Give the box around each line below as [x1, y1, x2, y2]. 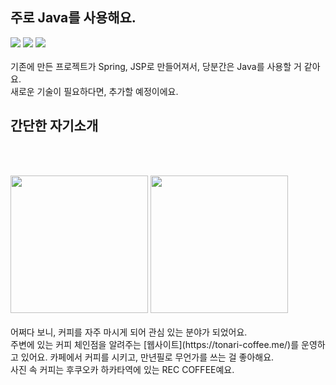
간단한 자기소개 [10, 118, 99, 135]
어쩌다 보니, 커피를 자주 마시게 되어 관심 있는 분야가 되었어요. [10, 326, 248, 338]
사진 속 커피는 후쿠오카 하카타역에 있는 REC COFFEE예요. [10, 363, 235, 375]
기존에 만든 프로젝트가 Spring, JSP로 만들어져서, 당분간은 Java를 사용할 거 [10, 60, 302, 72]
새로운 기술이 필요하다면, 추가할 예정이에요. [10, 85, 179, 97]
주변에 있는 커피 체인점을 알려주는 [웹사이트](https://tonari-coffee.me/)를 [10, 338, 300, 350]
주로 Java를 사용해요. [10, 9, 137, 27]
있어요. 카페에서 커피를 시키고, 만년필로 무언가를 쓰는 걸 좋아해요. [20, 351, 275, 363]
